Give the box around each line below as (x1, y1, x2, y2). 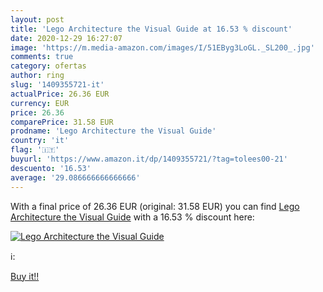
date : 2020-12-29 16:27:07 (10, 33, 123, 43)
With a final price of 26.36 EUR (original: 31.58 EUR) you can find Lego (10, 200, 300, 212)
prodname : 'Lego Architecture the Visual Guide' (10, 126, 217, 136)
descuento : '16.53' (10, 163, 92, 173)
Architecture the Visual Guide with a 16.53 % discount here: (10, 211, 255, 223)
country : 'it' (10, 136, 70, 146)
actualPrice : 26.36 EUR (10, 89, 110, 99)
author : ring (10, 71, 65, 81)
